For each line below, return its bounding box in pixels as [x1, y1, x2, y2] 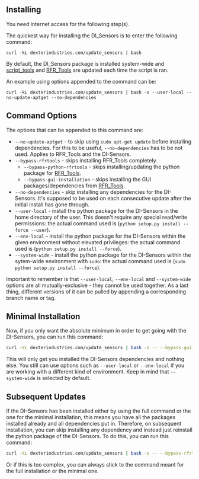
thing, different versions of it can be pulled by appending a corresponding [6, 288, 187, 295]
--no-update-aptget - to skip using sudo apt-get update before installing [14, 138, 192, 145]
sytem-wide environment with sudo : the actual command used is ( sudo [14, 257, 185, 264]
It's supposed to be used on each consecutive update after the [37, 194, 191, 202]
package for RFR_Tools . [23, 169, 82, 177]
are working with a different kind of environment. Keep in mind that [6, 368, 169, 375]
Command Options [6, 111, 77, 121]
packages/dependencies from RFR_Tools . [23, 182, 126, 189]
